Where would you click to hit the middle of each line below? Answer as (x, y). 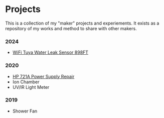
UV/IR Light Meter (31, 87)
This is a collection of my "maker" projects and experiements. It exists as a (82, 23)
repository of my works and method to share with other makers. (71, 28)
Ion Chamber (26, 82)
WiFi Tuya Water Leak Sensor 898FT (50, 52)
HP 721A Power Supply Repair (43, 76)
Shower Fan (25, 111)
